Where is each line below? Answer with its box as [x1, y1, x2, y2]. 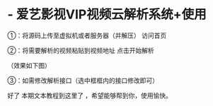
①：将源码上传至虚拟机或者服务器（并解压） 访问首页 [7, 31, 167, 40]
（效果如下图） [7, 61, 51, 69]
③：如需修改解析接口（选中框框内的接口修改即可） [7, 76, 159, 85]
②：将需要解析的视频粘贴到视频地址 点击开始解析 [7, 46, 154, 54]
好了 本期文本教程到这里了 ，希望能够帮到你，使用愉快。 [7, 91, 172, 100]
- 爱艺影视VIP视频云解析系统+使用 [7, 6, 207, 23]
